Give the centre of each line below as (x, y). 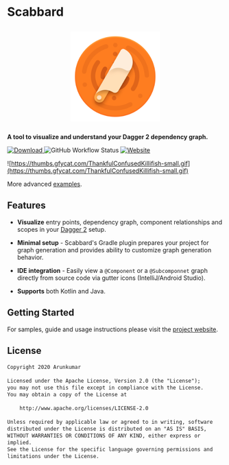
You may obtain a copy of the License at (67, 395)
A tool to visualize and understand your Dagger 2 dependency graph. (108, 136)
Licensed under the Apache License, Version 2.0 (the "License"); (104, 381)
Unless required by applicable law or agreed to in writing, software (110, 422)
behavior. (30, 257)
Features (26, 205)
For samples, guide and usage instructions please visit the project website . (112, 329)
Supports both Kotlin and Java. (61, 291)
